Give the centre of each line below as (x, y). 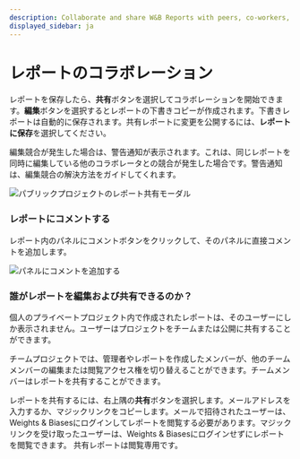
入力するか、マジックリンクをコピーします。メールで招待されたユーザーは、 (150, 411)
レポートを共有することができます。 (99, 381)
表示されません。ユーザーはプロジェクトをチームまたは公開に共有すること (154, 329)
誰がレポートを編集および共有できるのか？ (101, 296)
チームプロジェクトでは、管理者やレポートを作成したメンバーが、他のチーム (150, 359)
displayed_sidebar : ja (51, 26)
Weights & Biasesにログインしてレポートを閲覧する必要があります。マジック (150, 423)
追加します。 (48, 251)
